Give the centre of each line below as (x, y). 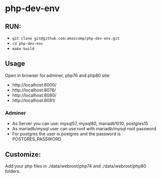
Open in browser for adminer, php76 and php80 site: (58, 75)
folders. (13, 171)
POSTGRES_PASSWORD (37, 139)
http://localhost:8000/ (34, 85)
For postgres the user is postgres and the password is (66, 134)
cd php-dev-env (28, 44)
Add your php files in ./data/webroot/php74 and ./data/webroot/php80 (76, 166)
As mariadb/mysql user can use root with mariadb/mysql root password (84, 129)
